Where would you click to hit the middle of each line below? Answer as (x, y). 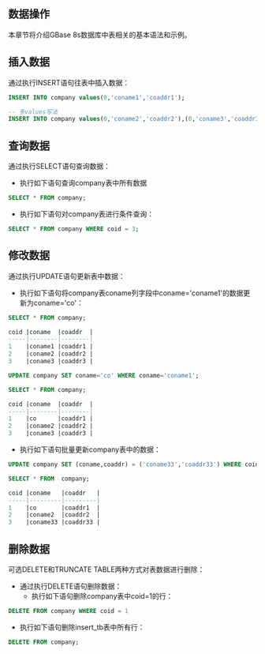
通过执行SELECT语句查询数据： (59, 166)
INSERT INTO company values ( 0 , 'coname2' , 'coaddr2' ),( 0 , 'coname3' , (119, 119)
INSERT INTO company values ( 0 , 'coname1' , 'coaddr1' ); (97, 97)
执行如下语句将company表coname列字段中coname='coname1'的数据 (131, 293)
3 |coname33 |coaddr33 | (54, 522)
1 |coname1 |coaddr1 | (50, 347)
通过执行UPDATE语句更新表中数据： (67, 276)
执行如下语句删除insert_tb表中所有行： (82, 627)
